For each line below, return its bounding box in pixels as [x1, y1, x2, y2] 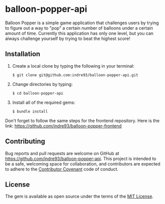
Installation [5, 50, 40, 58]
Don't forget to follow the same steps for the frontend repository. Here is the [5, 118, 160, 123]
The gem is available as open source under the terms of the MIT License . [5, 194, 154, 200]
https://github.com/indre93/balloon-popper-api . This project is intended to [5, 156, 157, 162]
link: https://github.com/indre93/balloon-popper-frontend [5, 122, 122, 129]
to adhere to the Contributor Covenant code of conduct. [5, 166, 119, 172]
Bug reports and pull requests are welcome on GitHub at [5, 150, 120, 156]
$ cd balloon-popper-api [12, 90, 64, 96]
